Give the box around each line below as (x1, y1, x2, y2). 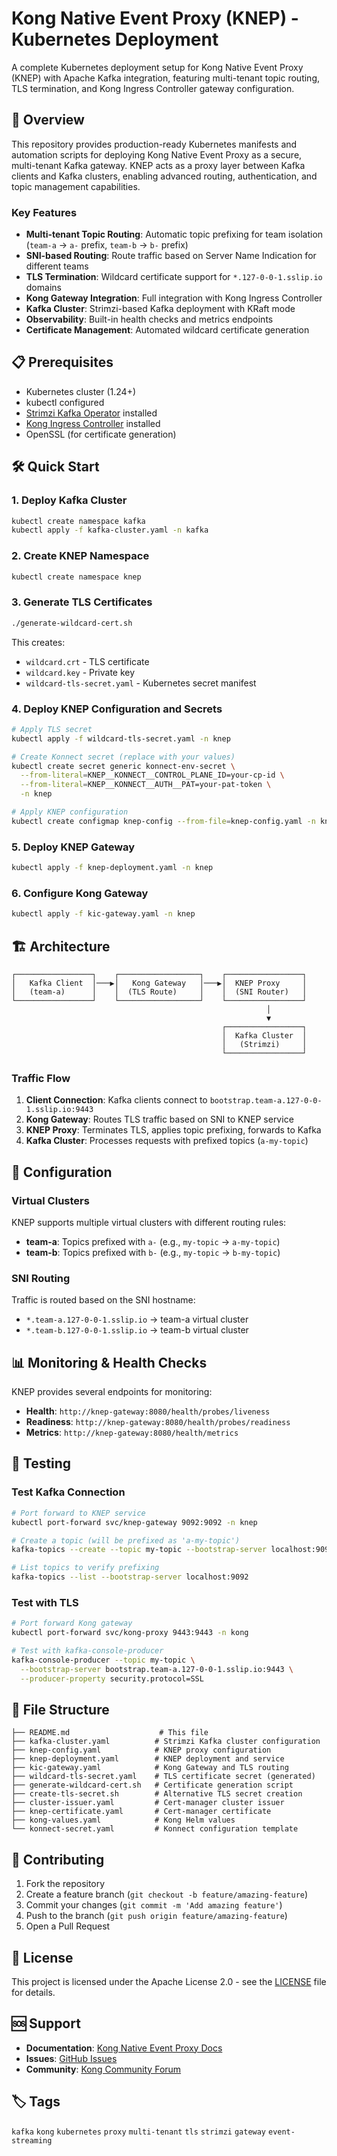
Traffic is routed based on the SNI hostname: (11, 1294, 196, 1306)
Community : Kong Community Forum (25, 2063, 182, 2075)
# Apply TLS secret (11, 724, 93, 734)
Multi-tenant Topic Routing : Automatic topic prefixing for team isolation (25, 228, 324, 241)
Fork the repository (25, 1878, 106, 1890)
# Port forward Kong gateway (11, 1618, 133, 1629)
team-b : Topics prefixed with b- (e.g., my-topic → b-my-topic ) (25, 1246, 281, 1258)
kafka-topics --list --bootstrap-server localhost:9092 (11, 1572, 249, 1582)
